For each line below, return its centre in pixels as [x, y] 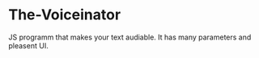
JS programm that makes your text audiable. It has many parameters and [130, 37]
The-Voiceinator [65, 15]
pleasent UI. [28, 45]
